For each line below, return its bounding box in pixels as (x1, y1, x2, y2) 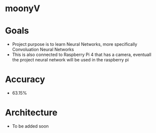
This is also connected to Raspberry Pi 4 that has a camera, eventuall (12, 52, 152, 57)
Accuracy (5, 74, 45, 85)
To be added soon (12, 123, 49, 129)
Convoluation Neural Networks (12, 47, 74, 53)
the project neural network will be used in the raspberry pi (12, 57, 129, 63)
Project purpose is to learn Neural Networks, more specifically (12, 41, 137, 47)
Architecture (5, 107, 58, 118)
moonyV (5, 3, 40, 14)
